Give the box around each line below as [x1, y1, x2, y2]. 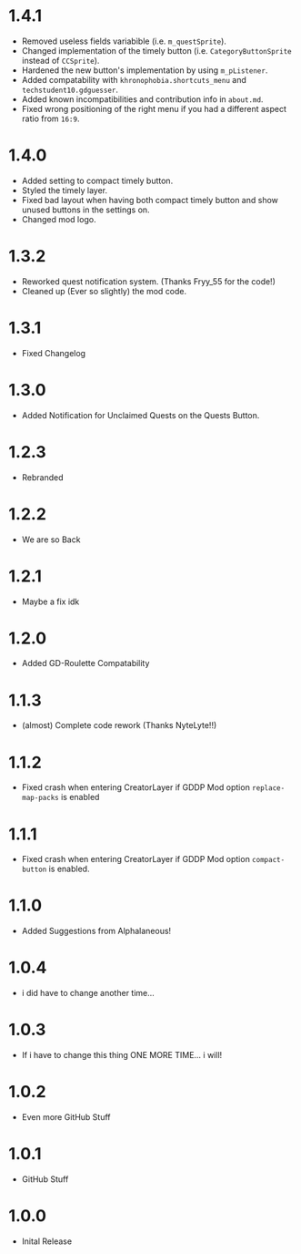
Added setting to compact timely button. [21, 175, 174, 186]
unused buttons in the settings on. [21, 204, 151, 215]
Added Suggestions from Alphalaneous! [21, 926, 172, 937]
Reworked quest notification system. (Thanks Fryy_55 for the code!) [21, 275, 276, 287]
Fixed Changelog [21, 347, 86, 358]
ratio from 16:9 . [21, 113, 80, 124]
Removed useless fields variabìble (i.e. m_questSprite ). [21, 36, 226, 46]
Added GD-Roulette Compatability [21, 658, 150, 669]
